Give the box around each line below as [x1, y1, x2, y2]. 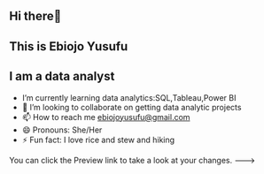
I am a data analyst [9, 69, 115, 84]
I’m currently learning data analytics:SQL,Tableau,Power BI [21, 92, 237, 102]
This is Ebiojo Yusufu [9, 39, 128, 54]
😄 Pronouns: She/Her [21, 125, 103, 135]
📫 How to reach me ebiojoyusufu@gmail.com [21, 111, 190, 122]
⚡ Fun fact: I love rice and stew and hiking [21, 134, 175, 145]
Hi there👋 [9, 9, 62, 24]
